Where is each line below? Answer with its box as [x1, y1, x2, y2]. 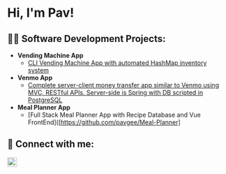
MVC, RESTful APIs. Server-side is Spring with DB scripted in [27, 89, 204, 96]
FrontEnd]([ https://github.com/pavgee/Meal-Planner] [27, 118, 181, 126]
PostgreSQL [27, 96, 63, 104]
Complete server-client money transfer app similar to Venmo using [27, 81, 220, 89]
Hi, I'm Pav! [7, 5, 75, 21]
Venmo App [17, 73, 53, 82]
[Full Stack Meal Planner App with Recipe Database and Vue [27, 110, 201, 119]
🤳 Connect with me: [7, 138, 94, 150]
